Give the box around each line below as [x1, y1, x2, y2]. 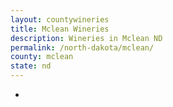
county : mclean [10, 52, 74, 62]
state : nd [10, 61, 52, 71]
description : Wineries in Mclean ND [10, 33, 163, 43]
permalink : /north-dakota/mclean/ [10, 42, 155, 53]
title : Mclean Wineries [10, 24, 110, 34]
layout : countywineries [10, 14, 110, 25]
